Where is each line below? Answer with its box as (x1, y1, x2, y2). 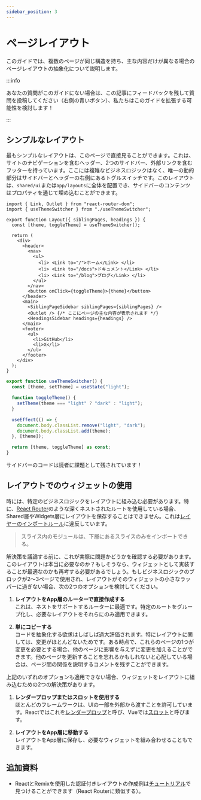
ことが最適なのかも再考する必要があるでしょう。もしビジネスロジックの (11, 568, 190, 575)
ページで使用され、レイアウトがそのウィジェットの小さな (38, 575, 181, 582)
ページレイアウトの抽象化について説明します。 (6, 65, 121, 72)
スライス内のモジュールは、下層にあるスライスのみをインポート (20, 533, 178, 540)
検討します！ (22, 104, 54, 111)
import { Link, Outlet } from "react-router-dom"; (6, 201, 135, 207)
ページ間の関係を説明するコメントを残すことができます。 (31, 661, 172, 668)
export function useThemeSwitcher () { (6, 378, 103, 385)
